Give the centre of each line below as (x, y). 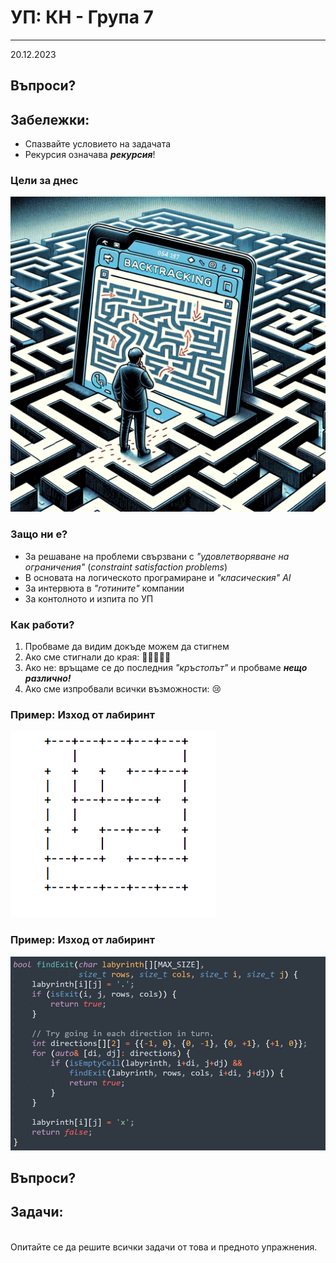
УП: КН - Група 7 (82, 17)
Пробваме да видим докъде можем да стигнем (127, 647)
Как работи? (42, 624)
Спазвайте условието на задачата (98, 144)
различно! (48, 678)
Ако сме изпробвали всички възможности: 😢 (123, 689)
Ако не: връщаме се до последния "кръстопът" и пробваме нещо (166, 668)
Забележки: (50, 119)
